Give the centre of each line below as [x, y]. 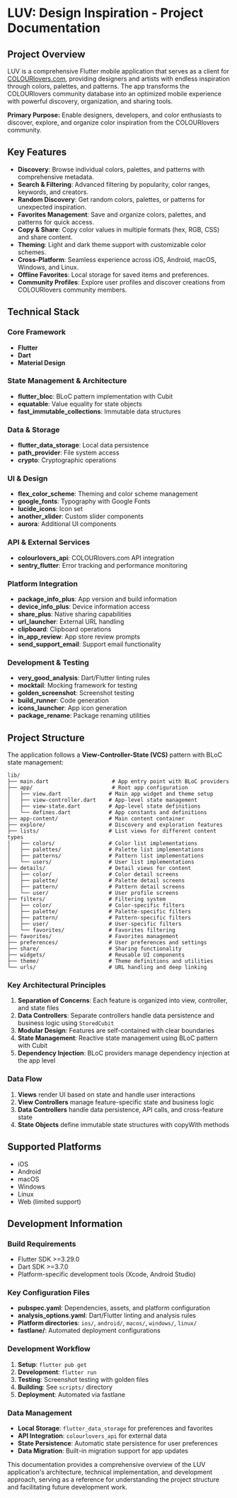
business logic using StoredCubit [66, 1023]
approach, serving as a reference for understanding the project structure [113, 1480]
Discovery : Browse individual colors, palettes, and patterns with [111, 169]
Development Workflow [49, 1349]
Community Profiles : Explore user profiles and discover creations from [121, 282]
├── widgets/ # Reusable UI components [96, 955]
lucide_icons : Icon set [50, 509]
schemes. [32, 252]
